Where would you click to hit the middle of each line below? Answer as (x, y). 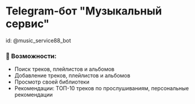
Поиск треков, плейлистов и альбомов (64, 69)
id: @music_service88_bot (39, 40)
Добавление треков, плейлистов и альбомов (72, 76)
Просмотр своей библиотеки (52, 82)
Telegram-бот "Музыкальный (84, 11)
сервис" (27, 24)
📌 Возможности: (31, 56)
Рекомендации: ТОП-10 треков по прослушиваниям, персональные (101, 88)
